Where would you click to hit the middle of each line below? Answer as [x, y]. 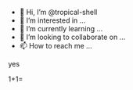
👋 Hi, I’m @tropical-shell [58, 12]
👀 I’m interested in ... [52, 20]
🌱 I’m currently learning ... [61, 29]
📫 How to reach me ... [56, 46]
